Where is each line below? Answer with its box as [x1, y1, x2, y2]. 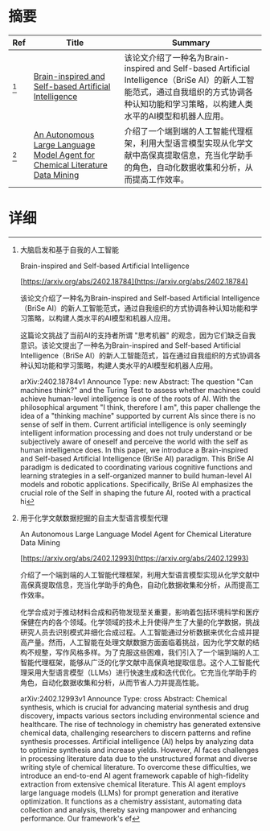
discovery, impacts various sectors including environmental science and [19, 710, 260, 721]
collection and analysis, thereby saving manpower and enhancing [19, 804, 237, 814]
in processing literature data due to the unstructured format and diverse [19, 754, 258, 763]
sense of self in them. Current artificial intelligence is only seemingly [19, 420, 247, 429]
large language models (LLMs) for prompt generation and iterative [19, 788, 239, 797]
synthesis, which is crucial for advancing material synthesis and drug [19, 702, 249, 712]
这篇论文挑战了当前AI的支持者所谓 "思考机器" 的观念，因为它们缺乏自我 [19, 330, 256, 340]
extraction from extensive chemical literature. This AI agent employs [19, 779, 247, 789]
